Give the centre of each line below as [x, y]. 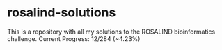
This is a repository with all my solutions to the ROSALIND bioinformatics [111, 32]
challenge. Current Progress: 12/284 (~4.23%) [74, 38]
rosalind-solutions [62, 13]
